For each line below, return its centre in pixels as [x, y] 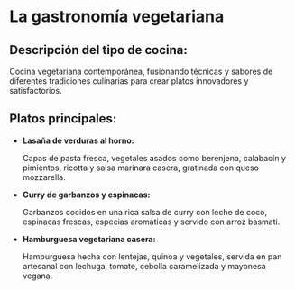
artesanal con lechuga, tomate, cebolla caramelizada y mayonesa [144, 266]
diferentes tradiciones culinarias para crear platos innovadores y [129, 81]
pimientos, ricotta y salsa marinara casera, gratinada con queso [141, 168]
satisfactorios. [36, 91]
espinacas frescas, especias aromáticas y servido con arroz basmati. [151, 222]
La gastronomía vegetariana [117, 17]
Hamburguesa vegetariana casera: [89, 239]
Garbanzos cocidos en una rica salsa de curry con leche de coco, [145, 212]
